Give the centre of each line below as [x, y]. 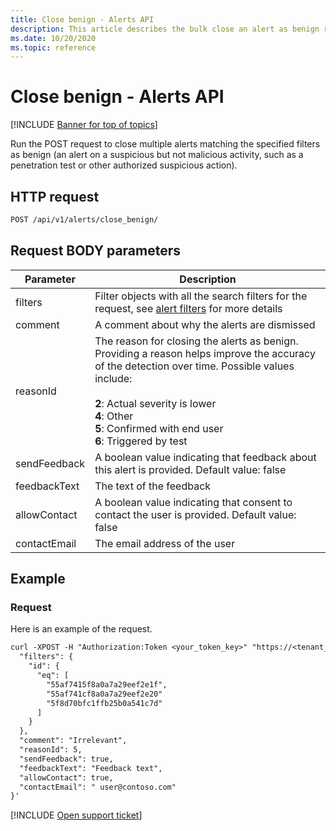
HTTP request [55, 196]
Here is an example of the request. [81, 629]
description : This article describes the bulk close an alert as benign [165, 29]
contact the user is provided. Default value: [195, 514]
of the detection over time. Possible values [194, 366]
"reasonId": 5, [51, 750]
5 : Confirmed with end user [159, 428]
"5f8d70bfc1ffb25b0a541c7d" [104, 703]
